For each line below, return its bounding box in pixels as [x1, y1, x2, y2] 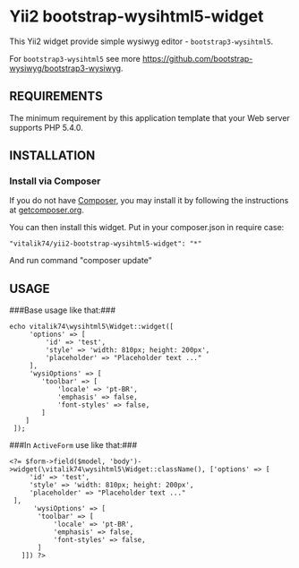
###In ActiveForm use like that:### [9, 440, 138, 451]
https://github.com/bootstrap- [141, 53, 253, 64]
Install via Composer [9, 175, 101, 187]
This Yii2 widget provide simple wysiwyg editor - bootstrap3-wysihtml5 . [9, 36, 274, 47]
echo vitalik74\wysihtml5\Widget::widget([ [9, 323, 175, 331]
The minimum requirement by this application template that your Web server [9, 112, 291, 123]
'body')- [108, 457, 142, 467]
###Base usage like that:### [9, 305, 116, 315]
